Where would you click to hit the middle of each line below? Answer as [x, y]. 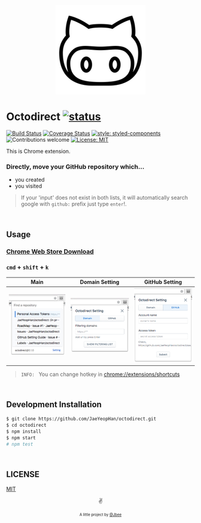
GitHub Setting [163, 282]
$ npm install [24, 432]
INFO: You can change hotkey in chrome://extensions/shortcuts [100, 374]
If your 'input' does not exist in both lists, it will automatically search [104, 198]
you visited [28, 186]
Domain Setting [100, 282]
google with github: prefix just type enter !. [74, 204]
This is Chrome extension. [38, 151]
